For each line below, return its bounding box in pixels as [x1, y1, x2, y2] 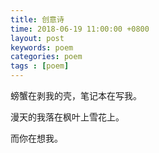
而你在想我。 [10, 132, 63, 144]
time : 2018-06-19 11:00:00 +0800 [10, 24, 150, 34]
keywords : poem [10, 42, 74, 53]
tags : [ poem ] [10, 61, 70, 71]
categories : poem [10, 52, 83, 62]
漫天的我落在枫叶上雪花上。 [10, 111, 125, 123]
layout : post [10, 33, 65, 43]
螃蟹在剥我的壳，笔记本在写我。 [10, 90, 142, 101]
